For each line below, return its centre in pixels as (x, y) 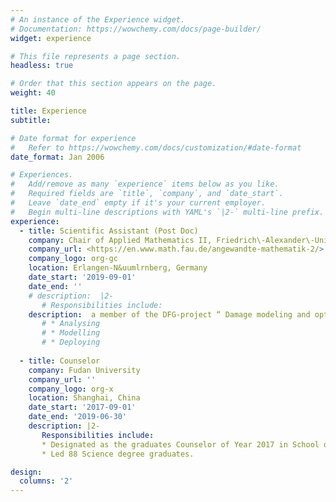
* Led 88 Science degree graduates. (118, 454)
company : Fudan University (84, 370)
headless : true (42, 66)
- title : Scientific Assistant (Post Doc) (109, 231)
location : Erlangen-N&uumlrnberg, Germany (118, 268)
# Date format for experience (73, 138)
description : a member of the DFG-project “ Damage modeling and (169, 314)
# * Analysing (71, 324)
